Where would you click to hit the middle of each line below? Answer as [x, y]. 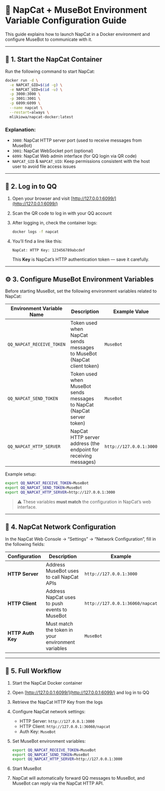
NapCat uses [61, 597]
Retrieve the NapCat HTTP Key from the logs [57, 702]
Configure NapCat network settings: [49, 711]
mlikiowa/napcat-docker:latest [41, 117]
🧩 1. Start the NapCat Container [54, 59]
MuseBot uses [62, 570]
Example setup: [21, 474]
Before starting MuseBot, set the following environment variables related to [81, 291]
